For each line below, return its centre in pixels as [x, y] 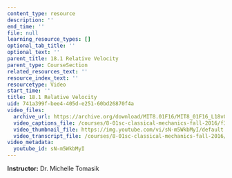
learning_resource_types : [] [49, 39]
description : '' [30, 20]
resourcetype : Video [37, 84]
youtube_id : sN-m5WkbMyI [49, 149]
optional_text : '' [33, 53]
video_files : [26, 110]
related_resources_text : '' [48, 71]
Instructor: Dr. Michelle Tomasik [53, 168]
